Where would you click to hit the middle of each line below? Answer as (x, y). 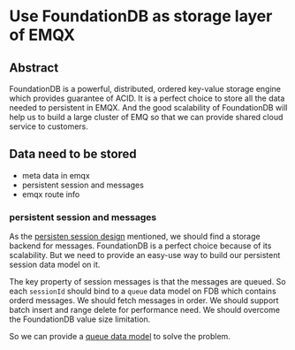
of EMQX (42, 35)
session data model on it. (55, 265)
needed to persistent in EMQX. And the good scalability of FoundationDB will (148, 107)
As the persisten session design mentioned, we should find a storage (135, 237)
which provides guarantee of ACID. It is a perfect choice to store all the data (147, 98)
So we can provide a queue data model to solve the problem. (120, 337)
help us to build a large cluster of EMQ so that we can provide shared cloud (146, 117)
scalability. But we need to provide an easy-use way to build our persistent (145, 255)
